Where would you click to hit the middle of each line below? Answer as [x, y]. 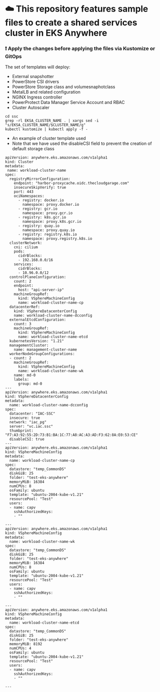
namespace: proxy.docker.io [51, 205]
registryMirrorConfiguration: [40, 179]
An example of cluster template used [49, 138]
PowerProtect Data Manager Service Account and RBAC [68, 102]
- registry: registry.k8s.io [47, 235]
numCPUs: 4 [20, 649]
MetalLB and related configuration [46, 92]
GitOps [13, 57]
